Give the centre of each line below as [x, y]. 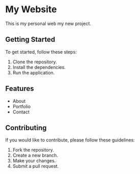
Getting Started [30, 40]
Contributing [26, 128]
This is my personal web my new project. [48, 23]
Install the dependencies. [39, 67]
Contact [21, 112]
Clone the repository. [35, 62]
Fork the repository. [33, 150]
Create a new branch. [35, 155]
